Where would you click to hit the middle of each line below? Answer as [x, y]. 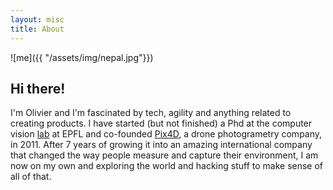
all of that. [31, 177]
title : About [37, 29]
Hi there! [38, 88]
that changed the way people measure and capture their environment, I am [164, 155]
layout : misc [37, 19]
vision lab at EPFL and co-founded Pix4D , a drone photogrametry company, [166, 134]
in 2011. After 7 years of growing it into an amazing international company [161, 145]
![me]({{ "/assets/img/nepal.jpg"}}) [82, 57]
